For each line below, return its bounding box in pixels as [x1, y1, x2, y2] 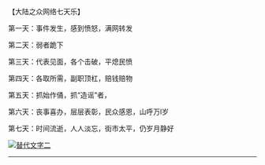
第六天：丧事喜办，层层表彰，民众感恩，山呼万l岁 [8, 107, 170, 116]
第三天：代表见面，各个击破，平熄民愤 [8, 57, 132, 66]
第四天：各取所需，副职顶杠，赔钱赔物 [8, 74, 132, 82]
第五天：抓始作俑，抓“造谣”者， [8, 90, 112, 100]
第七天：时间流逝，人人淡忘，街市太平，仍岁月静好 [8, 124, 174, 133]
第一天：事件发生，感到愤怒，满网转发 [8, 24, 132, 33]
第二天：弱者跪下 [8, 40, 64, 49]
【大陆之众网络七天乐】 [8, 7, 84, 16]
